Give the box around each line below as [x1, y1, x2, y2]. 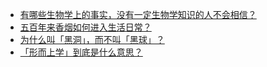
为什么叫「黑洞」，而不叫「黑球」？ [19, 34, 165, 45]
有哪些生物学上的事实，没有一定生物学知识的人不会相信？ [19, 9, 257, 20]
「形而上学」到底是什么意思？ [19, 46, 143, 58]
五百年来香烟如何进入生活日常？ [19, 21, 152, 33]
